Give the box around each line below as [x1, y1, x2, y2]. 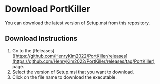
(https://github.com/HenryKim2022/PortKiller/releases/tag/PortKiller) [12, 58, 155, 64]
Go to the [12, 47, 32, 53]
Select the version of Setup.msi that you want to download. [12, 69, 134, 75]
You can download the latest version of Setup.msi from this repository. [5, 20, 150, 26]
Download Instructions [5, 34, 78, 43]
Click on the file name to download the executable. [12, 74, 117, 80]
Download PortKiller [5, 3, 91, 15]
